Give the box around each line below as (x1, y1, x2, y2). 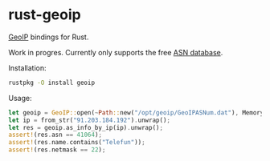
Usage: (8, 93, 32, 103)
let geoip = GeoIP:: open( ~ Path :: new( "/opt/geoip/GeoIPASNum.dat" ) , (8, 108, 239, 117)
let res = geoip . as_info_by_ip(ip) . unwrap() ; (8, 123, 163, 131)
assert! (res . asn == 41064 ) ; (8, 131, 103, 139)
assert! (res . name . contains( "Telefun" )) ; (8, 139, 146, 147)
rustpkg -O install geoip (8, 78, 95, 87)
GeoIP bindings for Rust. (8, 32, 89, 42)
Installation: (8, 62, 47, 73)
